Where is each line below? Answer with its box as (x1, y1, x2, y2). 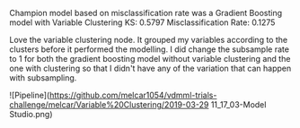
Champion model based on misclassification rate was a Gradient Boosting (9, 8, 283, 18)
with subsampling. (9, 73, 77, 83)
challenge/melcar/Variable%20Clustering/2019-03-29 (9, 99, 209, 110)
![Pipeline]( (9, 90, 50, 100)
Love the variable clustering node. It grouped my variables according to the (9, 35, 288, 45)
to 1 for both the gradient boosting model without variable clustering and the (9, 54, 291, 64)
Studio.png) (9, 109, 53, 119)
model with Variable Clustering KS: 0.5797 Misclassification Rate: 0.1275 (9, 17, 276, 28)
